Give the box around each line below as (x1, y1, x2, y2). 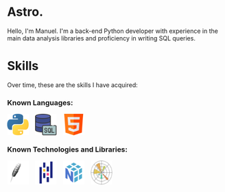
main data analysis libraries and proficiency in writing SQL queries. (7, 34, 196, 42)
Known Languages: (7, 97, 73, 107)
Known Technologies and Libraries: (7, 145, 128, 154)
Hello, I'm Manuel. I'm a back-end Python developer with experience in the (7, 27, 218, 35)
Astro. (7, 4, 43, 20)
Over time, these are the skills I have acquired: (7, 80, 139, 89)
